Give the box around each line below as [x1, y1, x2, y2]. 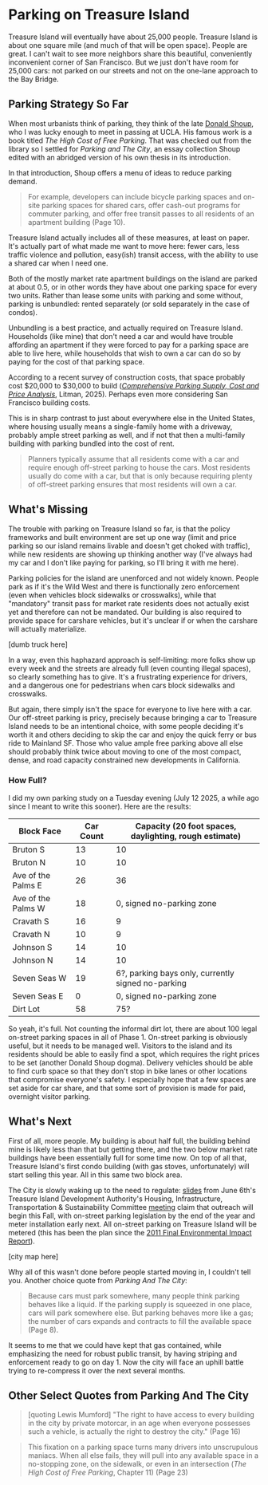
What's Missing [8, 502, 89, 516]
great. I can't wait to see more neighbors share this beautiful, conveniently [8, 49, 253, 58]
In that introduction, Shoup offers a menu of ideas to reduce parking [8, 167, 232, 177]
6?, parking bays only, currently [115, 967, 235, 979]
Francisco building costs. [8, 397, 91, 408]
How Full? [8, 775, 48, 786]
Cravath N [12, 928, 50, 939]
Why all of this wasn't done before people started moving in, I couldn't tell [8, 1266, 251, 1277]
